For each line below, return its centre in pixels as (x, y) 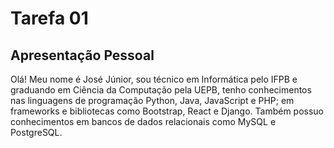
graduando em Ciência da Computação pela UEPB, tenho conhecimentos (161, 90)
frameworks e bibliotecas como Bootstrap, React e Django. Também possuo (167, 111)
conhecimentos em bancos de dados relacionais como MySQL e (143, 121)
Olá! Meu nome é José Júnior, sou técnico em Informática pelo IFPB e (154, 79)
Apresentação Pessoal (82, 55)
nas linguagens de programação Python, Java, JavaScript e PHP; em (152, 100)
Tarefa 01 (49, 18)
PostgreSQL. (36, 132)
